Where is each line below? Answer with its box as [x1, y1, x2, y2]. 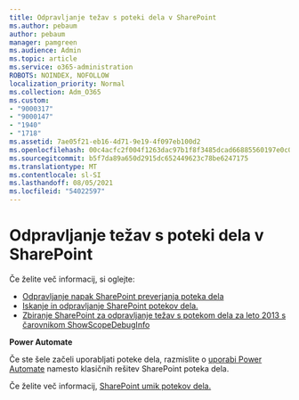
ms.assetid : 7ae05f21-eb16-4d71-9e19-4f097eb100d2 [9, 137, 201, 146]
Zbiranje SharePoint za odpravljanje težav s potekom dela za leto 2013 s [21, 309, 287, 321]
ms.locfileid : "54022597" [9, 187, 105, 196]
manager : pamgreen [9, 37, 77, 47]
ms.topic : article [9, 54, 77, 63]
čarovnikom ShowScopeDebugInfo [21, 319, 150, 330]
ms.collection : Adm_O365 [9, 87, 101, 96]
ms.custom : [9, 95, 50, 105]
